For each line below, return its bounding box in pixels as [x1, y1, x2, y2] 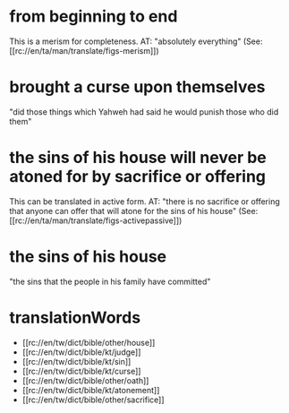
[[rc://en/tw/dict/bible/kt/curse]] [21, 366, 141, 376]
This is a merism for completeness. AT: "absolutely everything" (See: [9, 36, 263, 47]
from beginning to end [9, 6, 178, 27]
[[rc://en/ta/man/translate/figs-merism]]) [9, 45, 159, 56]
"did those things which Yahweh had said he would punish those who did [9, 106, 279, 117]
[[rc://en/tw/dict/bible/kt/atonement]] [21, 384, 160, 395]
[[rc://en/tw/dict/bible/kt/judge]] [21, 347, 141, 357]
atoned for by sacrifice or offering [9, 167, 267, 187]
